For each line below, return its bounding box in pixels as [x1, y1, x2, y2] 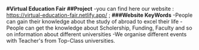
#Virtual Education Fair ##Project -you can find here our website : [6, 5, 174, 12]
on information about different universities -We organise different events [6, 31, 187, 38]
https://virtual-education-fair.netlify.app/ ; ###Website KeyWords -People [6, 11, 193, 19]
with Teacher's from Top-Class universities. [6, 37, 115, 44]
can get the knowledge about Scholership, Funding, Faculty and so [25, 24, 192, 31]
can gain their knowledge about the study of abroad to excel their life [6, 18, 179, 25]
